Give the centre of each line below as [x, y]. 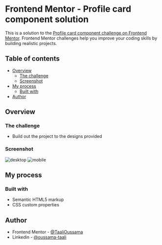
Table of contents [32, 59]
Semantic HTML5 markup [38, 200]
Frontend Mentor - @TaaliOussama [47, 232]
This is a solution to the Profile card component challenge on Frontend [76, 33]
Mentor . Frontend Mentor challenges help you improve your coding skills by [81, 38]
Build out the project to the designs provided [57, 136]
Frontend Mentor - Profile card [68, 9]
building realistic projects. [31, 43]
